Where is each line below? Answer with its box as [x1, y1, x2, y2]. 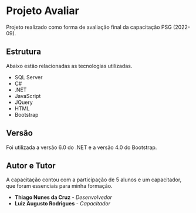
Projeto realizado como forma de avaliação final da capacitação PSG [6, 23, 172, 31]
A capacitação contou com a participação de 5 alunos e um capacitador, [6, 176, 182, 183]
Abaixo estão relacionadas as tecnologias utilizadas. [6, 62, 133, 69]
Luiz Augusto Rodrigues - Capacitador [14, 200, 110, 207]
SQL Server [14, 73, 43, 80]
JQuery [14, 99, 33, 106]
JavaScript [14, 92, 41, 99]
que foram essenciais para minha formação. [6, 182, 113, 190]
